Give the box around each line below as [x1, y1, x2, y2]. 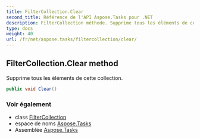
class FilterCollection [14, 113, 67, 121]
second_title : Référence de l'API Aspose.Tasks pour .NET [6, 14, 153, 20]
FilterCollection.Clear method [6, 58, 118, 69]
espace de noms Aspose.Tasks [14, 120, 92, 127]
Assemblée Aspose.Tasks [14, 126, 79, 133]
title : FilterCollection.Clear [6, 8, 84, 15]
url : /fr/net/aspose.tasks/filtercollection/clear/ [6, 36, 137, 42]
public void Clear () [6, 86, 58, 92]
